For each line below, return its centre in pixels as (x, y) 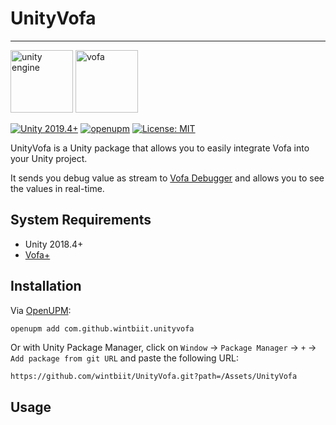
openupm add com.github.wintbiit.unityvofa (102, 328)
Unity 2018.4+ (54, 244)
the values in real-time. (57, 188)
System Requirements (81, 220)
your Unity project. (49, 158)
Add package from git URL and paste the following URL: (124, 358)
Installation (46, 286)
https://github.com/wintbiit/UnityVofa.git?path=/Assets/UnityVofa (154, 377)
